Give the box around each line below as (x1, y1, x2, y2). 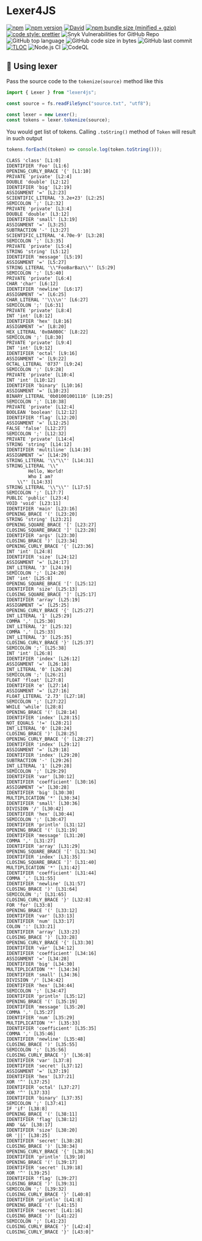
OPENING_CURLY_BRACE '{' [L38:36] (6, 1149, 95, 1155)
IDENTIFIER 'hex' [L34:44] (6, 983, 75, 989)
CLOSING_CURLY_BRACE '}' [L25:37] (6, 640, 95, 646)
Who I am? (28, 474, 53, 480)
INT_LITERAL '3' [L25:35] (6, 634, 72, 640)
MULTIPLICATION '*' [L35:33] (6, 1020, 81, 1026)
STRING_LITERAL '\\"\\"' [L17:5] (6, 484, 92, 490)
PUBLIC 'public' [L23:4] (6, 495, 70, 501)
